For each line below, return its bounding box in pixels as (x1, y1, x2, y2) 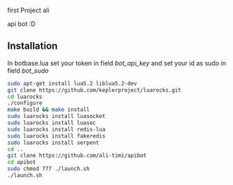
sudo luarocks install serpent (7, 139, 100, 146)
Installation (7, 40, 58, 52)
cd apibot (7, 159, 37, 166)
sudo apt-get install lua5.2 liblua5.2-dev (7, 80, 138, 87)
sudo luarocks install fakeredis (7, 132, 106, 140)
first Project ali (7, 6, 49, 14)
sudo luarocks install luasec (7, 119, 97, 126)
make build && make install (7, 106, 90, 114)
